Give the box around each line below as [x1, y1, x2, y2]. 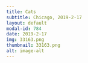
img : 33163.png [6, 37, 45, 43]
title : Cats [6, 8, 36, 15]
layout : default [6, 20, 47, 26]
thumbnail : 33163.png [6, 43, 61, 49]
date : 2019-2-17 [6, 31, 47, 37]
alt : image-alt [6, 48, 45, 54]
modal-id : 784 [6, 25, 42, 32]
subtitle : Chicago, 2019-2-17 [6, 14, 83, 20]
